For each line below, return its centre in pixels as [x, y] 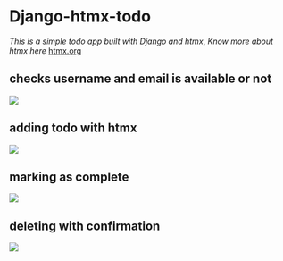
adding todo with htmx [73, 128]
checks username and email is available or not [141, 79]
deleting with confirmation [85, 226]
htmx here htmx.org [46, 50]
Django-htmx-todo [80, 17]
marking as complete [69, 177]
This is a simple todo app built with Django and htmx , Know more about [141, 41]
